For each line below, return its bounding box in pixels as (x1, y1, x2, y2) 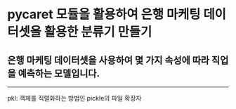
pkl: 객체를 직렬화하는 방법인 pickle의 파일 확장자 (7, 94, 142, 102)
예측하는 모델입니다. (18, 68, 100, 79)
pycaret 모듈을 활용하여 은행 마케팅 (7, 6, 201, 23)
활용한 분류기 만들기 (44, 24, 152, 40)
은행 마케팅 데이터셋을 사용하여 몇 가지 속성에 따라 (7, 54, 209, 66)
